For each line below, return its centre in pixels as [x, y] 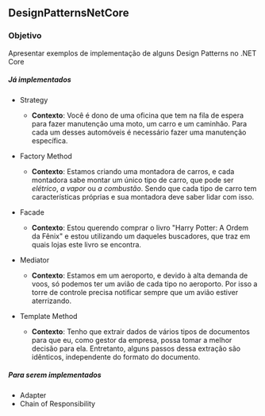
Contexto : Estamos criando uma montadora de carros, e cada [133, 171]
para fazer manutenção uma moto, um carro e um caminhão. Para [139, 123]
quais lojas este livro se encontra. [86, 244]
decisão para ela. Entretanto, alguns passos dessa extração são [136, 348]
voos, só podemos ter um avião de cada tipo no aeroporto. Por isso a [144, 284]
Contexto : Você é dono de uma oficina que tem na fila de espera [138, 115]
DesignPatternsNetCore [69, 13]
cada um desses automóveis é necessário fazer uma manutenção [139, 132]
